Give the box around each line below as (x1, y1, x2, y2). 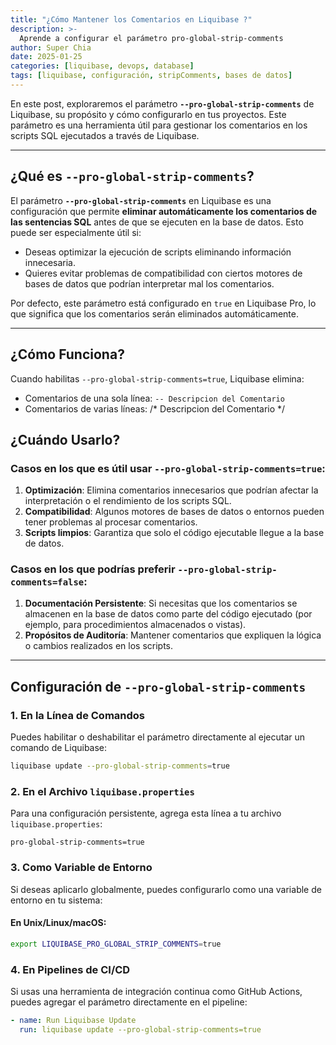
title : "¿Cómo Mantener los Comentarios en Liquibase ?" (10, 14, 253, 25)
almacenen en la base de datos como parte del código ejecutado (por (24, 608, 313, 620)
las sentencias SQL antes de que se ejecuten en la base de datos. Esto (10, 216, 304, 228)
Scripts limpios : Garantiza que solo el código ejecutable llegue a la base (24, 527, 325, 539)
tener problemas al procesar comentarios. (24, 516, 198, 528)
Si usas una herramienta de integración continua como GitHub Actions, (10, 986, 303, 998)
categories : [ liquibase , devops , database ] (10, 61, 195, 71)
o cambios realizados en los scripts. (24, 640, 174, 652)
